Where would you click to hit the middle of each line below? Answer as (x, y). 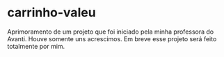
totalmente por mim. (36, 46)
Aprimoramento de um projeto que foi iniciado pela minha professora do (111, 32)
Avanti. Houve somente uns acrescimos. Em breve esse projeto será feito (112, 38)
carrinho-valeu (51, 13)
